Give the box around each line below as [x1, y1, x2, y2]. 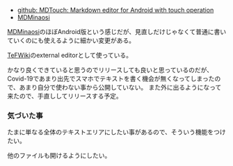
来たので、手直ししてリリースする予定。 [7, 92, 123, 100]
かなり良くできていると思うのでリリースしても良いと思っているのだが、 [7, 66, 214, 74]
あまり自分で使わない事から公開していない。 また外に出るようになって [19, 83, 222, 91]
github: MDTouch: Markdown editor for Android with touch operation [17, 6, 214, 14]
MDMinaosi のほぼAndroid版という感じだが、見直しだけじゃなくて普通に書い [7, 28, 227, 35]
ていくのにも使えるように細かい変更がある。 [7, 36, 136, 44]
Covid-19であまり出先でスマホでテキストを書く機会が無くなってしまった [7, 74, 215, 83]
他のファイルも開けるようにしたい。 [7, 151, 111, 160]
